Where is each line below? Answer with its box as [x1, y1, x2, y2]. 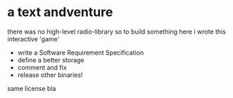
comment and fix [17, 63, 67, 71]
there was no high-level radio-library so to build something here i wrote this [7, 27, 227, 36]
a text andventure [7, 4, 113, 20]
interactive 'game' [7, 34, 60, 43]
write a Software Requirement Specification [17, 48, 144, 57]
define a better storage [17, 55, 84, 64]
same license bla [7, 84, 56, 92]
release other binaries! [17, 71, 83, 79]
